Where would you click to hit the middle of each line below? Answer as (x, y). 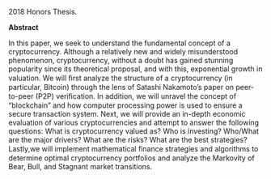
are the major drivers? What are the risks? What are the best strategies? (128, 140)
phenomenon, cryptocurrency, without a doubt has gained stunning (121, 60)
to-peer (21, 96)
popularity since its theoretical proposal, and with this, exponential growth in (135, 69)
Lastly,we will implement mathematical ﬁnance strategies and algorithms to (133, 149)
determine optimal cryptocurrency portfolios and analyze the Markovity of (131, 158)
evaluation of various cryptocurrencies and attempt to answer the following (134, 122)
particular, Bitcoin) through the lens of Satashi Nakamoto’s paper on (121, 87)
